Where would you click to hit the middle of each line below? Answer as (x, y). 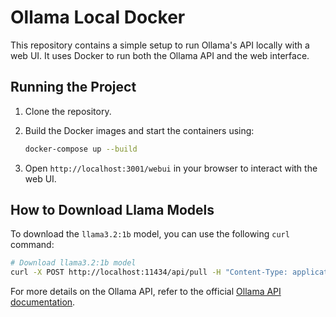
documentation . (43, 302)
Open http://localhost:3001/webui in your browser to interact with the (171, 168)
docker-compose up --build (81, 149)
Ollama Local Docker (98, 17)
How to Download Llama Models (112, 210)
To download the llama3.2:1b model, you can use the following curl (150, 234)
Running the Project (73, 87)
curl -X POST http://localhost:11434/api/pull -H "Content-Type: (149, 272)
